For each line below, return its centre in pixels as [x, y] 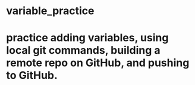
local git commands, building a [83, 50]
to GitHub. [32, 76]
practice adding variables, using [87, 38]
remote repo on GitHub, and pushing [98, 63]
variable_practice [50, 11]
